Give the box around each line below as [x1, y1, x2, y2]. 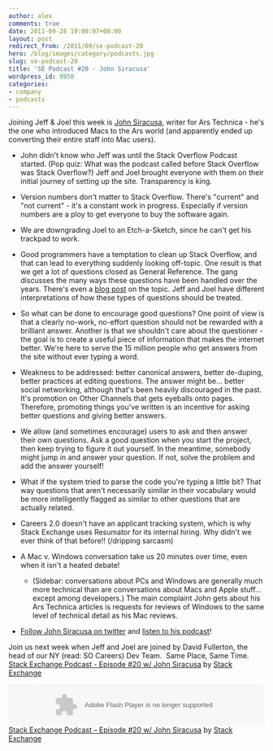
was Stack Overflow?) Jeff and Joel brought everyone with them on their [19, 168, 264, 177]
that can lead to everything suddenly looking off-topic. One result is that [19, 258, 262, 269]
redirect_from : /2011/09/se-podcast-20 [8, 42, 144, 50]
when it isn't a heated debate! [19, 561, 120, 570]
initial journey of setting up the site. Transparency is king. [19, 177, 213, 186]
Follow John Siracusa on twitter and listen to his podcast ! [19, 627, 212, 636]
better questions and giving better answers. [19, 411, 167, 421]
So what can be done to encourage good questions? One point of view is [19, 308, 265, 318]
